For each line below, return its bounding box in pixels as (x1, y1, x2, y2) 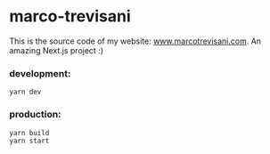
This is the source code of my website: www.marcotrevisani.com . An (9, 36, 261, 46)
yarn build (9, 128, 50, 137)
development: (9, 67, 71, 79)
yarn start (9, 136, 50, 145)
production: (9, 109, 61, 121)
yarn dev (9, 87, 42, 97)
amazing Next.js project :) (9, 45, 104, 55)
